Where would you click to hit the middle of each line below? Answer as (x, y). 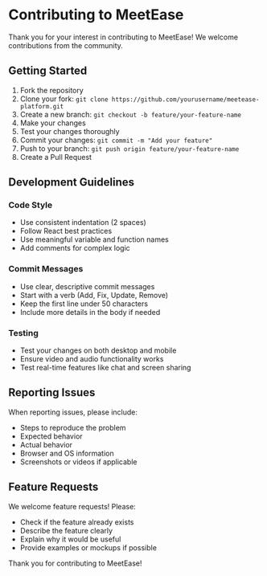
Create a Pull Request (56, 157)
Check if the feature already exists (77, 522)
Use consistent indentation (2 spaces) (83, 223)
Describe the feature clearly (66, 530)
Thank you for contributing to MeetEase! (75, 563)
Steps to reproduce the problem (73, 427)
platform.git (42, 106)
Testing (23, 333)
